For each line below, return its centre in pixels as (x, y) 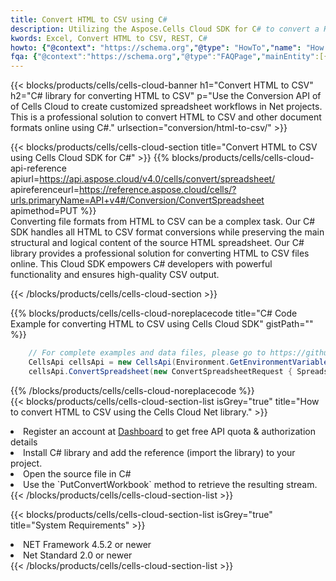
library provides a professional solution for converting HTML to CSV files (160, 253)
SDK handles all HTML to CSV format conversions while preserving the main (167, 232)
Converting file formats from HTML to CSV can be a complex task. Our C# (163, 222)
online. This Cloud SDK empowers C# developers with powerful (141, 264)
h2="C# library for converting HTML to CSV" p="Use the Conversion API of (166, 96)
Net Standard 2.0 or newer (78, 555)
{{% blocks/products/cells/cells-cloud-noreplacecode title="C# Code (154, 313)
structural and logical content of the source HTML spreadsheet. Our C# (157, 243)
